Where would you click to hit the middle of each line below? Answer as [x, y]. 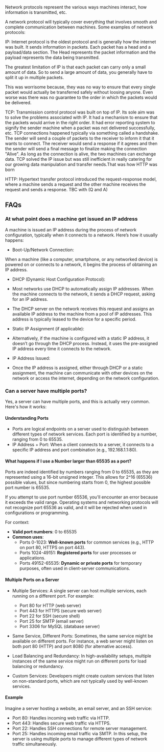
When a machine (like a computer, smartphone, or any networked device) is [82, 259]
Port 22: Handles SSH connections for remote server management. [80, 728]
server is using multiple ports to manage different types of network [80, 739]
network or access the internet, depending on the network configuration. [86, 378]
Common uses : [28, 537]
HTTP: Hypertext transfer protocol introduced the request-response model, [81, 179]
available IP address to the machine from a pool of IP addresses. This [82, 314]
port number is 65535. [28, 488]
